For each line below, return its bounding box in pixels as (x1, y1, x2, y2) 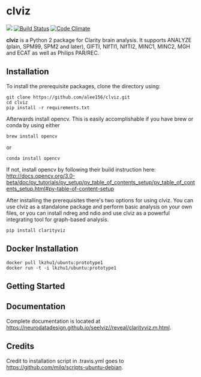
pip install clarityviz (6, 227, 66, 234)
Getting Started (6, 281, 65, 291)
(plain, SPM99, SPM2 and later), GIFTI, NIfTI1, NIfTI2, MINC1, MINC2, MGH (6, 43, 191, 50)
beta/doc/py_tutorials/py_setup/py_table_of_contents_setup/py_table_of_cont (6, 178, 195, 185)
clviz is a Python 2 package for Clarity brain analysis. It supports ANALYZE (6, 36, 192, 43)
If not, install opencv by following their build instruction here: (6, 166, 156, 173)
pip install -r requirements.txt (6, 104, 90, 110)
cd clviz (6, 99, 28, 106)
